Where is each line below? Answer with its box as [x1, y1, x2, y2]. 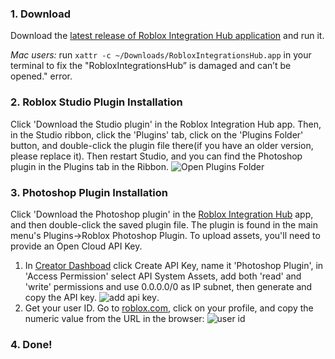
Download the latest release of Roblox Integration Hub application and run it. [10, 30, 325, 42]
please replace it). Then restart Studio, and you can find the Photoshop [10, 150, 303, 162]
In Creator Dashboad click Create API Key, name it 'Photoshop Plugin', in [24, 259, 324, 271]
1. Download [10, 7, 72, 21]
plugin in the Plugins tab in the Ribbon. [10, 160, 169, 172]
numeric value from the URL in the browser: [24, 312, 205, 324]
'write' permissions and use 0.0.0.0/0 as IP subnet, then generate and [24, 280, 313, 292]
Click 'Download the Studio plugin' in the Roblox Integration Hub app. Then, [10, 118, 322, 130]
